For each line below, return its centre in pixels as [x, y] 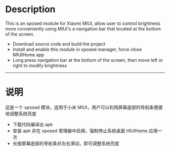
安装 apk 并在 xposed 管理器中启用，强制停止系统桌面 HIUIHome [80, 131]
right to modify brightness [40, 65]
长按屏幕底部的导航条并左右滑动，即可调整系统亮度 [66, 143]
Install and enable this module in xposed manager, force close [77, 49]
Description [30, 9]
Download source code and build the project [59, 44]
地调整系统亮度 [21, 114]
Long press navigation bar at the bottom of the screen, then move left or [88, 60]
